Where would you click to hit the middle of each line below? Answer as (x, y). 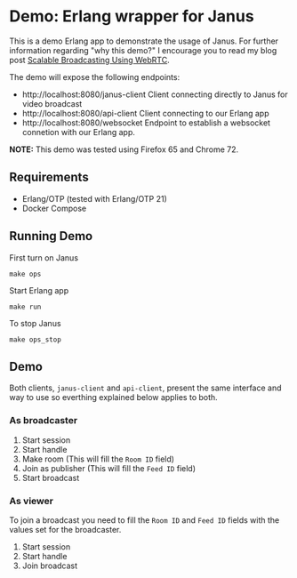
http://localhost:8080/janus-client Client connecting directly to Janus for (155, 94)
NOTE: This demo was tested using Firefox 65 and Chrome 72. (124, 149)
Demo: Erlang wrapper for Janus (132, 16)
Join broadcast (50, 566)
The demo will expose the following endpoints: (95, 76)
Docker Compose (54, 208)
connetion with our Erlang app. (78, 132)
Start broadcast (51, 478)
